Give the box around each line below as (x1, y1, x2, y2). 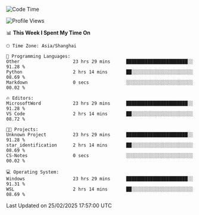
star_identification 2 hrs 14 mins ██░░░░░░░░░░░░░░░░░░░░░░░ (6, 142, 194, 148)
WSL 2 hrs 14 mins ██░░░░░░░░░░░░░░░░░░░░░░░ (6, 186, 194, 192)
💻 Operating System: (6, 169, 60, 175)
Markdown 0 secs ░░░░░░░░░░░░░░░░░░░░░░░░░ (6, 79, 194, 85)
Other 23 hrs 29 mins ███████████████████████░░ (6, 59, 194, 64)
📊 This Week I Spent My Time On (6, 29, 91, 36)
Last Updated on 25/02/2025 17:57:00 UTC (6, 202, 112, 209)
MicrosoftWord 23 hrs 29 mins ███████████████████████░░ (6, 100, 194, 106)
